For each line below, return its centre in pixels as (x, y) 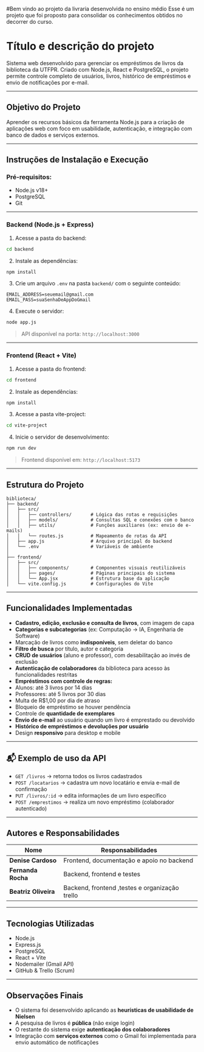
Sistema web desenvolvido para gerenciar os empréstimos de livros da (95, 63)
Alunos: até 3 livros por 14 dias (53, 688)
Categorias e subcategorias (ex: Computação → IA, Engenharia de (99, 629)
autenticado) (31, 808)
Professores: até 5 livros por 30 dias (60, 694)
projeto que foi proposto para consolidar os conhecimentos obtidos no (95, 15)
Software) (28, 636)
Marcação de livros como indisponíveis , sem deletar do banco (94, 642)
